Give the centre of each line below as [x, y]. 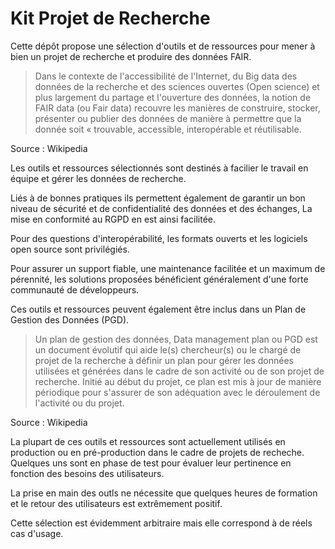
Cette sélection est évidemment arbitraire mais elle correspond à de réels [161, 523]
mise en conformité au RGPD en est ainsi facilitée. [113, 219]
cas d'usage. [37, 533]
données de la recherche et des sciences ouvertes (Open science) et [177, 86]
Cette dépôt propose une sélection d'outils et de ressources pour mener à [163, 46]
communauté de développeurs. [75, 289]
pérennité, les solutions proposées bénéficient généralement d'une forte [159, 279]
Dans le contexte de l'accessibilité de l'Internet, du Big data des [166, 76]
